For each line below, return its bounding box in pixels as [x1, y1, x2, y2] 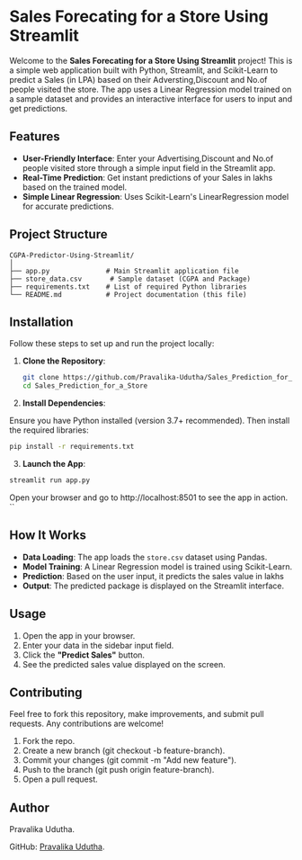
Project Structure [9, 227, 108, 242]
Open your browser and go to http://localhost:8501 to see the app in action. [9, 492, 289, 503]
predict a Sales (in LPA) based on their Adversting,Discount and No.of [9, 74, 268, 85]
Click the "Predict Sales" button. [22, 649, 146, 660]
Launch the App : [22, 459, 86, 469]
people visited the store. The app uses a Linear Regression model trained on [9, 84, 292, 94]
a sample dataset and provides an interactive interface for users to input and [9, 93, 293, 104]
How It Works [9, 528, 87, 543]
